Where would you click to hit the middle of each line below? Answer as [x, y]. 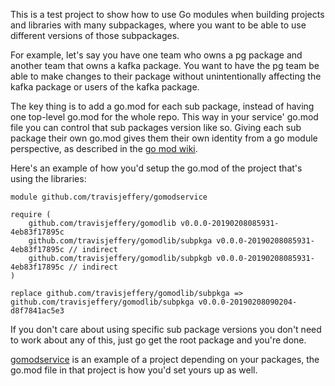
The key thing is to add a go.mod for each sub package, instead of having [162, 106]
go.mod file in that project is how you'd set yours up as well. [134, 370]
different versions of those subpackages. [95, 35]
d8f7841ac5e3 [37, 311]
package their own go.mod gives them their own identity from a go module [164, 138]
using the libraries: [48, 178]
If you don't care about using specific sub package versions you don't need [166, 329]
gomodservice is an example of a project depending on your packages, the [165, 359]
